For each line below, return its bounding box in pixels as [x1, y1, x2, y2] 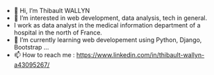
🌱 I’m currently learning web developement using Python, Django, [13, 36, 202, 44]
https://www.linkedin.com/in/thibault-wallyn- [76, 51, 205, 58]
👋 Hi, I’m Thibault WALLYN [13, 7, 90, 14]
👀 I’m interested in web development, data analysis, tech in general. [13, 14, 208, 22]
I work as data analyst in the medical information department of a [13, 21, 201, 29]
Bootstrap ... [13, 43, 49, 51]
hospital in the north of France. [13, 28, 103, 36]
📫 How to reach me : [13, 51, 75, 58]
